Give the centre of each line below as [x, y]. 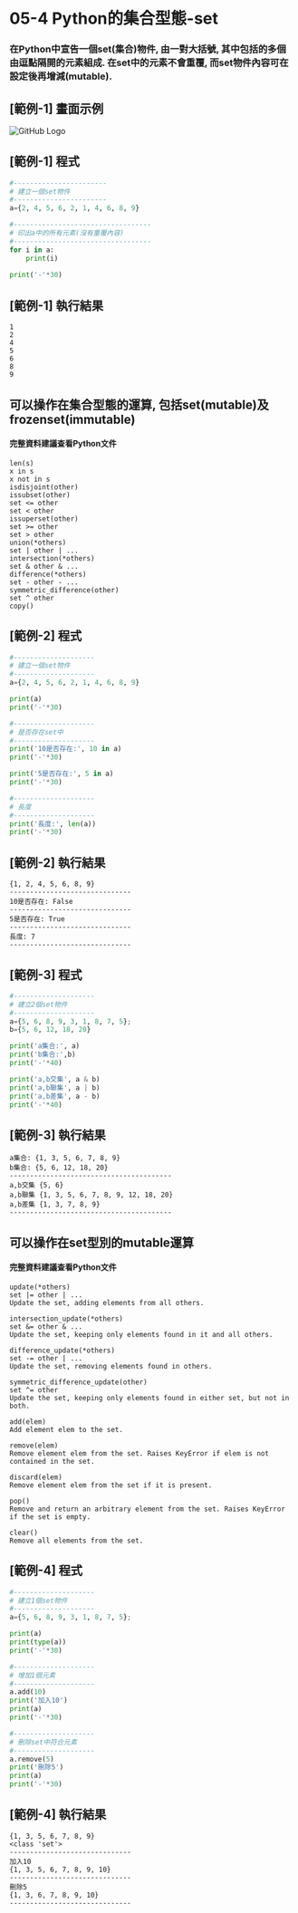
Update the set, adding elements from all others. [107, 1303]
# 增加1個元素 [33, 1675]
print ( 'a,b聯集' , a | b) [55, 1088]
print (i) [42, 258]
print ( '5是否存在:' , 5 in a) [62, 774]
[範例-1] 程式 [44, 162]
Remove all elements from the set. [77, 1541]
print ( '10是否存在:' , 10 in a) [66, 749]
